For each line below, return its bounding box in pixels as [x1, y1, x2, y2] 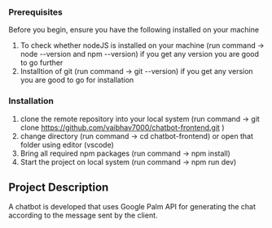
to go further [20, 58, 64, 67]
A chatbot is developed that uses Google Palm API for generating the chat [8, 202, 257, 212]
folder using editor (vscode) [20, 140, 114, 149]
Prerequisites [8, 6, 63, 18]
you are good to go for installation [20, 75, 134, 85]
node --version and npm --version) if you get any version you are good [20, 49, 259, 59]
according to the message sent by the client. [8, 210, 158, 221]
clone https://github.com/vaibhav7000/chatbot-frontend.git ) [20, 123, 225, 132]
